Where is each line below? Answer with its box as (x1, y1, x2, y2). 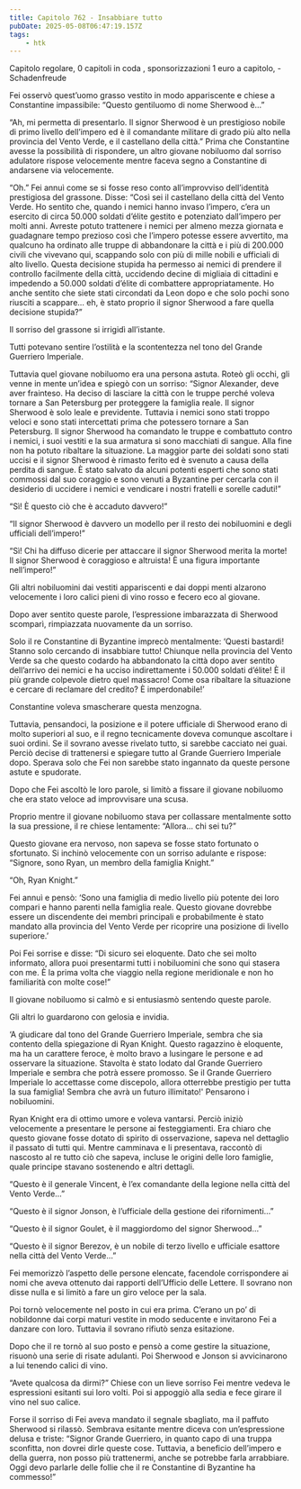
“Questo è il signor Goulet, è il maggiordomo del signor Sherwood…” (9, 1223, 262, 1234)
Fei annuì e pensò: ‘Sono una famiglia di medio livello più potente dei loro (9, 893, 279, 903)
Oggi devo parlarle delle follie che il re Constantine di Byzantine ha (9, 1462, 256, 1473)
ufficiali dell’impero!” (9, 528, 85, 539)
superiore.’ (9, 931, 49, 941)
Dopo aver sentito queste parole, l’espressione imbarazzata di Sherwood (9, 609, 279, 620)
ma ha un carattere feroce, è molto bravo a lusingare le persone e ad (9, 1049, 263, 1059)
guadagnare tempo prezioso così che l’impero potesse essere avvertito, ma (9, 231, 289, 241)
